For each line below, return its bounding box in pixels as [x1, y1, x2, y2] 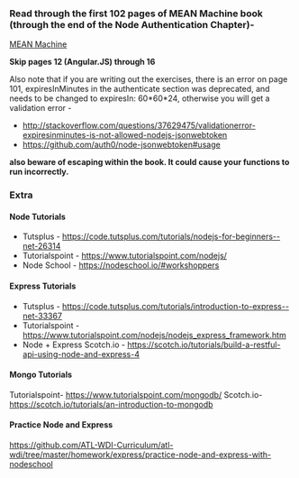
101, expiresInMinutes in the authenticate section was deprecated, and [9, 84, 270, 95]
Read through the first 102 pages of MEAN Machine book [9, 7, 263, 20]
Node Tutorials [9, 211, 66, 222]
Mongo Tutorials [9, 369, 73, 381]
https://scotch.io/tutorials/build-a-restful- [127, 339, 281, 350]
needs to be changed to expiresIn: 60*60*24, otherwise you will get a [9, 93, 270, 104]
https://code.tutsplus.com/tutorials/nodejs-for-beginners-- [61, 231, 281, 242]
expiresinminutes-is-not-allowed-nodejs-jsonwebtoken [22, 130, 228, 141]
